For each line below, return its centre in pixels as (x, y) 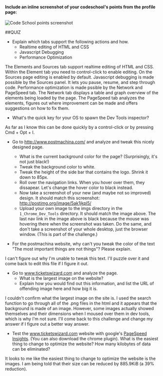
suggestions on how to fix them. (37, 108)
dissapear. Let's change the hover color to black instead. (76, 188)
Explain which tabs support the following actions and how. (70, 42)
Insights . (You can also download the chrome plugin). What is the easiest (85, 339)
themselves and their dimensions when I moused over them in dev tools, (78, 314)
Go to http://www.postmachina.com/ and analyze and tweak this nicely (83, 142)
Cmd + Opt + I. (20, 132)
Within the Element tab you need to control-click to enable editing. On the (79, 72)
